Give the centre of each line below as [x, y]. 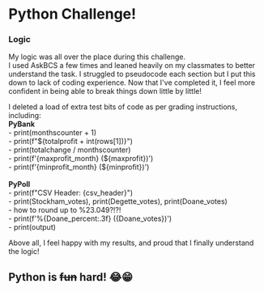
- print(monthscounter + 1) [53, 133]
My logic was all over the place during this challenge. [97, 57]
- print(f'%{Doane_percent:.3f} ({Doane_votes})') [90, 218]
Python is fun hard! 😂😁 [71, 277]
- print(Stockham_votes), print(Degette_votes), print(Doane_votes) [118, 201]
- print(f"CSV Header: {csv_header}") [71, 193]
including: [25, 116]
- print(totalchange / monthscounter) [70, 150]
